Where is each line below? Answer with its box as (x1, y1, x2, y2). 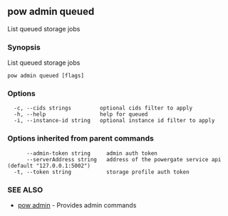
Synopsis (7, 42, 41, 52)
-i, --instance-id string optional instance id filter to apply (14, 117, 215, 124)
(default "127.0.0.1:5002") (7, 162, 91, 169)
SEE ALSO (7, 185, 43, 195)
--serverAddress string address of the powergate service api (26, 156, 222, 163)
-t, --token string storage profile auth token (14, 168, 190, 175)
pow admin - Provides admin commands (17, 201, 137, 209)
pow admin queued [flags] (7, 72, 84, 80)
